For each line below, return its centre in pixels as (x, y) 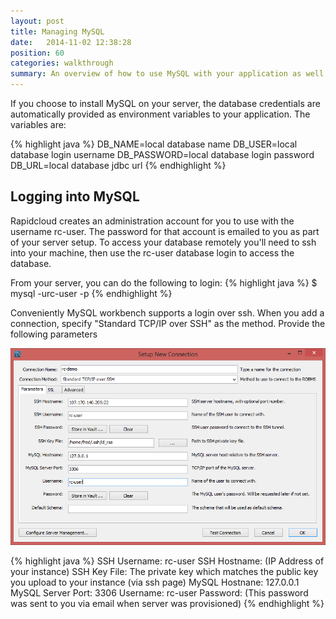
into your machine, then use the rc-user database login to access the (152, 252)
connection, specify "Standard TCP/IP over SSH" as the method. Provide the (168, 323)
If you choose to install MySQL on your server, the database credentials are (165, 103)
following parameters (54, 334)
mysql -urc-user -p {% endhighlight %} (91, 293)
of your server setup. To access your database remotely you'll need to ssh (163, 242)
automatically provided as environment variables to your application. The (160, 114)
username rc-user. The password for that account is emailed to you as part (165, 231)
